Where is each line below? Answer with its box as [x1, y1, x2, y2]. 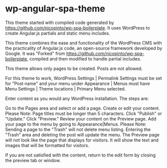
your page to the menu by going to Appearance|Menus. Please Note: [5, 121, 147, 127]
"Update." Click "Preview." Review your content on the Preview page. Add [5, 115, 157, 121]
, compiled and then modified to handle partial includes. [26, 55, 142, 61]
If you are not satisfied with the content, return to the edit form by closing [5, 152, 156, 158]
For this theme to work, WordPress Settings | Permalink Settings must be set [5, 75, 162, 81]
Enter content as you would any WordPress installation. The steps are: [5, 95, 149, 101]
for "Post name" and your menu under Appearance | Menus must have [5, 80, 151, 86]
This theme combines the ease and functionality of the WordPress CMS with [5, 39, 162, 45]
